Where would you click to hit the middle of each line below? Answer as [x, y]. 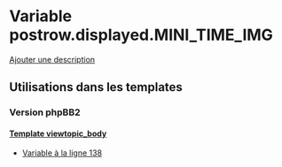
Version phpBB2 [45, 112]
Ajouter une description [52, 59]
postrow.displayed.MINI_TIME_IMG [141, 35]
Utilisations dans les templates [96, 87]
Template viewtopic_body [58, 133]
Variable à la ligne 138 [62, 153]
